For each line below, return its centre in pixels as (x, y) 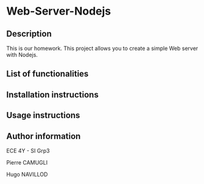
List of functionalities (47, 74)
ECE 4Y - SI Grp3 (28, 150)
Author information (44, 136)
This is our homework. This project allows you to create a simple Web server (102, 48)
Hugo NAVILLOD (27, 174)
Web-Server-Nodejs (59, 11)
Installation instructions (52, 95)
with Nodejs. (22, 55)
